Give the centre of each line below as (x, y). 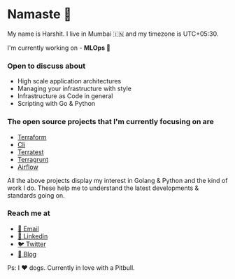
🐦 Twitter (32, 244)
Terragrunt (33, 159)
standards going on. (36, 195)
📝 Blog (27, 254)
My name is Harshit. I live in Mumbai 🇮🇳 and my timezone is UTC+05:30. (113, 34)
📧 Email (28, 229)
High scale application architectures (69, 81)
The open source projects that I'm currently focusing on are (111, 122)
